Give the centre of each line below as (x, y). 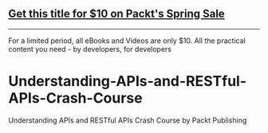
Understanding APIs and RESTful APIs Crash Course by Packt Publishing (128, 120)
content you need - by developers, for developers (90, 49)
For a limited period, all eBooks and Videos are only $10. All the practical (127, 41)
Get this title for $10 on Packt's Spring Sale (116, 14)
